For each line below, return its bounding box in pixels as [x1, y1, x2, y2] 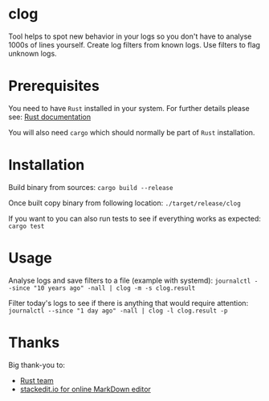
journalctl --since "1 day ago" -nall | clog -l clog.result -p [8, 307, 228, 315]
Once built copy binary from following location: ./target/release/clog [8, 198, 241, 208]
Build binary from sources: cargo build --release [8, 182, 173, 192]
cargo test [8, 222, 45, 230]
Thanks [8, 333, 60, 351]
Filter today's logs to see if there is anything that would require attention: [8, 298, 249, 308]
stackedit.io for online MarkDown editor [19, 384, 151, 394]
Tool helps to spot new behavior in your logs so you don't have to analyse [8, 31, 252, 41]
